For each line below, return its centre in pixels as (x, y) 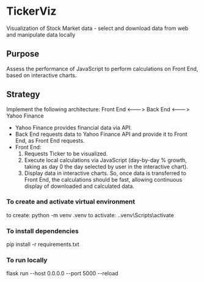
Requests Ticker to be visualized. (66, 154)
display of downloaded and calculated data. (79, 186)
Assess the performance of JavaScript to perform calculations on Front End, (102, 69)
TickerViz (31, 11)
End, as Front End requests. (50, 140)
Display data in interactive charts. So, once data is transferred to (105, 173)
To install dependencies (43, 231)
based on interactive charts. (42, 75)
